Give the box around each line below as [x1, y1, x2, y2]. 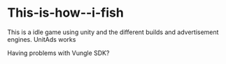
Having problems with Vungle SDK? [7, 49, 110, 57]
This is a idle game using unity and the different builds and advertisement [7, 28, 219, 36]
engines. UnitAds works [7, 35, 76, 43]
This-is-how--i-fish [7, 5, 124, 21]
